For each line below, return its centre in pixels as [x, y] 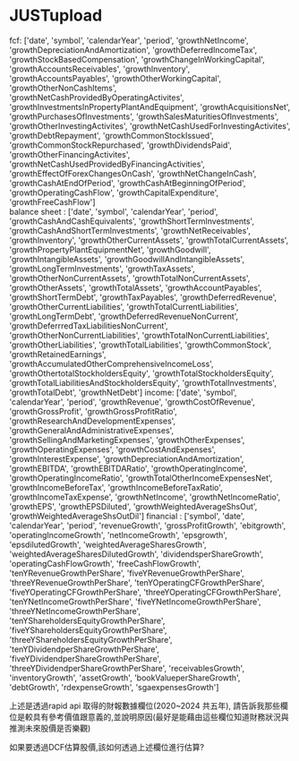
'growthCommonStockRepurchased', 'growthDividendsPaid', [121, 145]
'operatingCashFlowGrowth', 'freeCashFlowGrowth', [105, 563]
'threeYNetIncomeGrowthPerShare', [75, 611]
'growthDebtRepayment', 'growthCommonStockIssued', [112, 135]
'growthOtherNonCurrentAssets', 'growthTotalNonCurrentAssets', [130, 278]
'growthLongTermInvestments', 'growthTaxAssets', [102, 269]
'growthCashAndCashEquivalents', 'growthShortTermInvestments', [132, 221]
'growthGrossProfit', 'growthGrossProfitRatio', [93, 411]
